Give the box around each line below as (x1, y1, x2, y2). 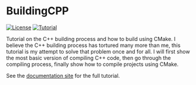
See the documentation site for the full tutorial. (6, 72, 120, 79)
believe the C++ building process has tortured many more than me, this (6, 42, 181, 49)
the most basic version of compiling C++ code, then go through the (6, 54, 171, 61)
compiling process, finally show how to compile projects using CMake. (6, 61, 179, 68)
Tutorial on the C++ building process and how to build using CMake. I (6, 35, 176, 42)
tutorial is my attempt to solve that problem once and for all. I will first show (6, 48, 190, 55)
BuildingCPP (6, 4, 69, 18)
